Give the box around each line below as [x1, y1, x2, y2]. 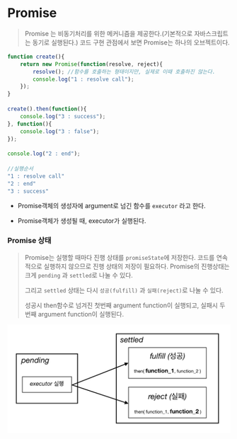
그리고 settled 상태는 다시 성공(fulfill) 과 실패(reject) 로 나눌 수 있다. [24, 285, 224, 295]
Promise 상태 [7, 236, 52, 246]
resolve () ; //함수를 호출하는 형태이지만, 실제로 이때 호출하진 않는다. [33, 68, 216, 75]
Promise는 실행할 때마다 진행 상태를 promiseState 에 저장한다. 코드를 [24, 253, 215, 261]
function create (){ [7, 53, 65, 60]
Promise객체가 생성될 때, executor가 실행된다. [17, 216, 146, 224]
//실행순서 [7, 165, 34, 173]
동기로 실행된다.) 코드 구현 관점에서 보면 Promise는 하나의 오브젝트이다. [32, 38, 230, 47]
